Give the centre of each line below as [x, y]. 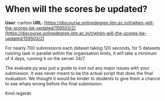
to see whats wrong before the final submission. [54, 84]
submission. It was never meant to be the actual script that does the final [79, 73]
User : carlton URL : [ [25, 23]
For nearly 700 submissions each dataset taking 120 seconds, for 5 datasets [83, 48]
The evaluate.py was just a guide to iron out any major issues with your [77, 68]
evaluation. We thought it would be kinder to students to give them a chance [83, 78]
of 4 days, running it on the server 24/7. [45, 58]
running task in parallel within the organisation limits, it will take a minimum [81, 53]
